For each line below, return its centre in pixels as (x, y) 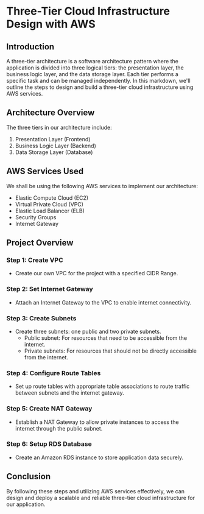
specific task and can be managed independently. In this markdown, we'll (98, 81)
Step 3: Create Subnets (41, 318)
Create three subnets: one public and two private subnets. (88, 331)
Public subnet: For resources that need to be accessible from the (106, 338)
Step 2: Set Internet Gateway (50, 289)
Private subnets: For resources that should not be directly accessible (110, 351)
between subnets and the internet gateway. (70, 393)
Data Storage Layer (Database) (54, 152)
